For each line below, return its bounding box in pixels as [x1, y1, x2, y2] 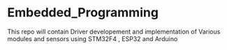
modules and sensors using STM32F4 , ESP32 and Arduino [7, 34, 178, 42]
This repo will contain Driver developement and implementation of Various [7, 27, 221, 36]
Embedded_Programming [7, 5, 159, 21]
